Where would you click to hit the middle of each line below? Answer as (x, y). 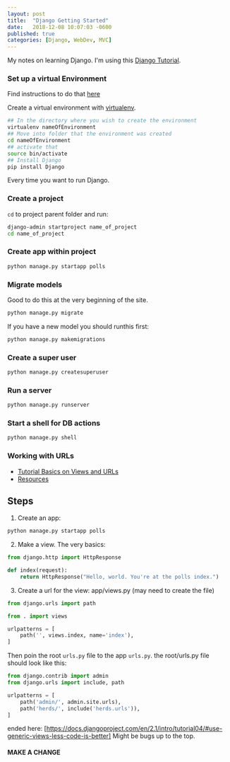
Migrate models (35, 284)
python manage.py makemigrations (56, 339)
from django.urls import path (52, 603)
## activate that (33, 147)
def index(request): (38, 570)
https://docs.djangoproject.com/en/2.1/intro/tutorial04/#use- (134, 729)
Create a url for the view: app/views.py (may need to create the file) (116, 590)
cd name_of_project (36, 233)
